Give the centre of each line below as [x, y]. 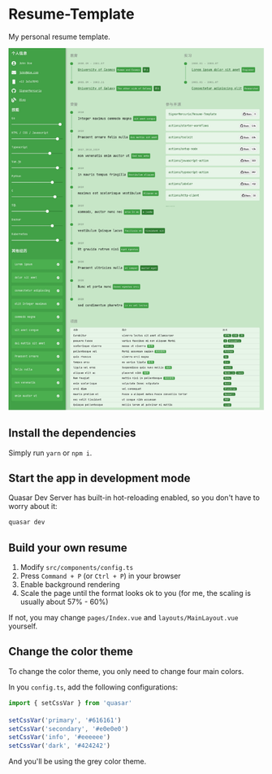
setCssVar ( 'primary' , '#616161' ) [65, 720]
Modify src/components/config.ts [77, 567]
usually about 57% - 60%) [64, 602]
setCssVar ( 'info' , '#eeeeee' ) [60, 737]
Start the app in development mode [99, 478]
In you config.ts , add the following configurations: [93, 687]
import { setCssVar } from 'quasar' [70, 703]
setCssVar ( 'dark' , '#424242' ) [60, 746]
